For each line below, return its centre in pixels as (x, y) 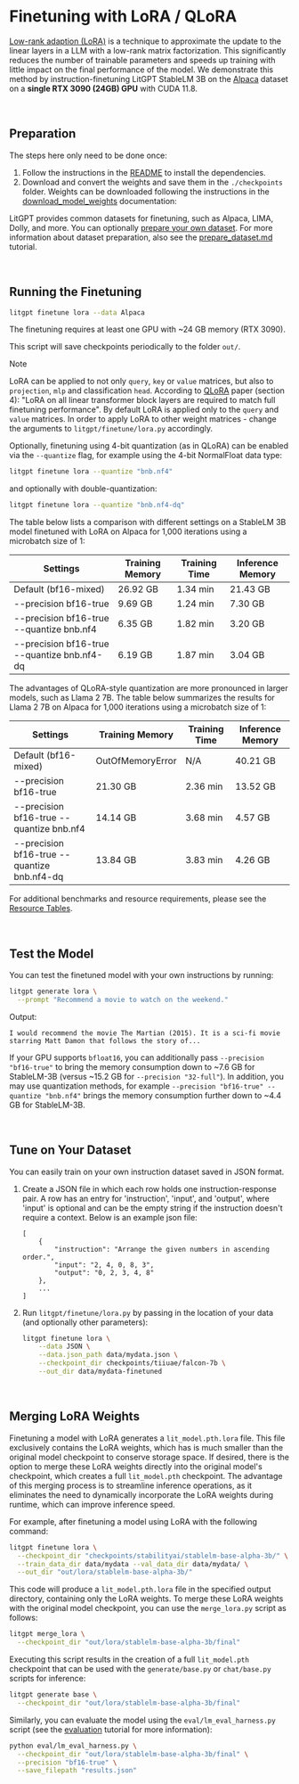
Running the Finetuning (76, 292)
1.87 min (196, 655)
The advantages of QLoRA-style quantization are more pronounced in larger (149, 688)
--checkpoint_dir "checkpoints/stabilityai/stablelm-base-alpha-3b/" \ (153, 1556)
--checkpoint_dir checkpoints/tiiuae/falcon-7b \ (132, 1363)
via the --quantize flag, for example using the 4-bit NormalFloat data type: (146, 456)
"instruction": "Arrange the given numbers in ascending (162, 1249)
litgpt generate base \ (53, 1695)
